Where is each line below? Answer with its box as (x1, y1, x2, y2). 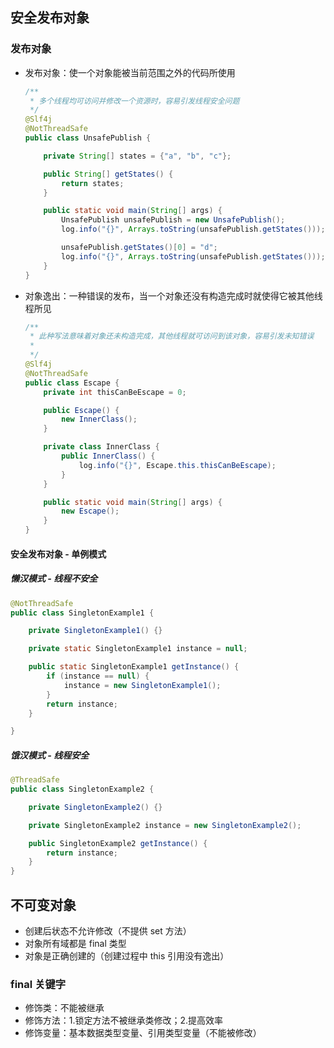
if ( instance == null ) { (46, 671, 150, 681)
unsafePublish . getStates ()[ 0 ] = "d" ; (61, 243, 218, 253)
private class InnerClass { (43, 442, 160, 452)
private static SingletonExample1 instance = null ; (28, 644, 248, 654)
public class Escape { (24, 378, 120, 388)
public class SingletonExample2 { (10, 784, 155, 795)
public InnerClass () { (61, 451, 156, 462)
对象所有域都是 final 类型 (24, 938, 127, 950)
